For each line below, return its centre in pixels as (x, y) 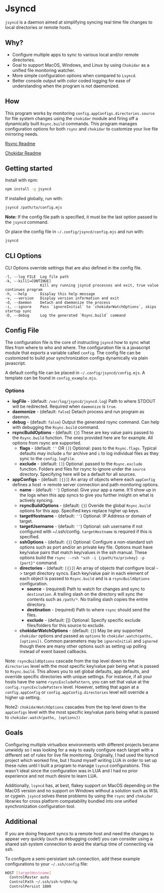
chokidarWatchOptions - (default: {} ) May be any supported (81, 630)
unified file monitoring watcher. (44, 70)
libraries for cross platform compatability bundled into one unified (71, 801)
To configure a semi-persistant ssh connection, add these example (73, 859)
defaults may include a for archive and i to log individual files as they (89, 453)
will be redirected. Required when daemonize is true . (64, 406)
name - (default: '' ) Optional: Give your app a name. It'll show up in (88, 490)
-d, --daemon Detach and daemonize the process (58, 302)
